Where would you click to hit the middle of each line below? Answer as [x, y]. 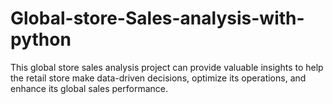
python [41, 39]
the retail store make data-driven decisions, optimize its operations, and [158, 78]
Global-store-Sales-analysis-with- [157, 18]
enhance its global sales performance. [89, 88]
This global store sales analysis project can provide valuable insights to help [167, 67]
